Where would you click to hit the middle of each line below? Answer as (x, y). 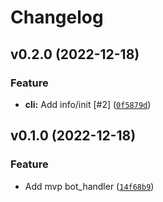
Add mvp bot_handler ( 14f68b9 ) (89, 186)
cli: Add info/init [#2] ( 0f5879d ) (88, 104)
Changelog (57, 17)
